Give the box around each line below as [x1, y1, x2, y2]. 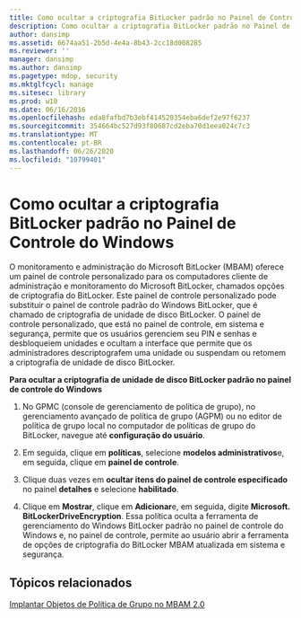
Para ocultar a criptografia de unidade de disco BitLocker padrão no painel [9, 375, 292, 385]
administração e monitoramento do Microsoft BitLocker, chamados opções [9, 280, 285, 292]
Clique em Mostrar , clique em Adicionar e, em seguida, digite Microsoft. [21, 501, 291, 512]
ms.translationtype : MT [9, 130, 99, 139]
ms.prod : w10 [9, 96, 58, 106]
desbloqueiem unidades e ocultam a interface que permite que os [9, 338, 253, 349]
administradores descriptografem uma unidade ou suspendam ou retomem [9, 348, 287, 358]
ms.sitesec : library [9, 88, 87, 97]
